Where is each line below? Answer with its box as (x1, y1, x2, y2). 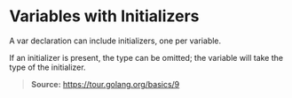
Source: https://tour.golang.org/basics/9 (30, 79, 180, 89)
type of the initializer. (9, 62, 86, 72)
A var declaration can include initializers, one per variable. (9, 35, 222, 46)
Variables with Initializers (9, 6, 200, 26)
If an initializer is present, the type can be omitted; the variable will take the (9, 52, 284, 63)
